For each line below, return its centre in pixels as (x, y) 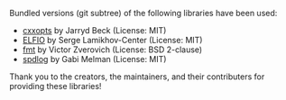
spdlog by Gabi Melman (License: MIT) (94, 59)
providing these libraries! (55, 86)
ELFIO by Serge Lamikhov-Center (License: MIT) (112, 40)
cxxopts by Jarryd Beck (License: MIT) (94, 30)
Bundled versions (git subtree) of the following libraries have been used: (143, 13)
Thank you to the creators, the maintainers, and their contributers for (137, 77)
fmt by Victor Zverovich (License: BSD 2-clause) (112, 50)
